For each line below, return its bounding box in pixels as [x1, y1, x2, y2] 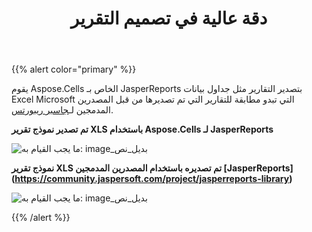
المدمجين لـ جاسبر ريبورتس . [11, 104, 114, 116]
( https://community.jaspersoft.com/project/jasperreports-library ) [11, 173, 293, 185]
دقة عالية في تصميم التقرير [70, 7, 268, 30]
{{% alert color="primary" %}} [11, 63, 137, 76]
